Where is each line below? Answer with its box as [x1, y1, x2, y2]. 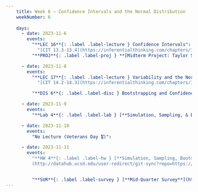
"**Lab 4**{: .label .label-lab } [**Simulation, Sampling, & [31, 112, 189, 118]
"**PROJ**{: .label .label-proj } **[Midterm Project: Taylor [31, 53, 189, 58]
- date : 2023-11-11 [21, 144, 69, 151]
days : [16, 25, 30, 31]
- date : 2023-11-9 [21, 101, 67, 107]
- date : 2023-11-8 [21, 63, 67, 69]
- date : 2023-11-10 [21, 122, 69, 129]
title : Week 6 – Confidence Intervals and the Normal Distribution [16, 8, 186, 15]
